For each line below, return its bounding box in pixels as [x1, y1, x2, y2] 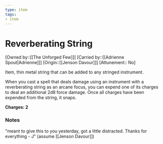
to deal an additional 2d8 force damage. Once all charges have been [5, 89, 145, 95]
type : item [5, 7, 28, 12]
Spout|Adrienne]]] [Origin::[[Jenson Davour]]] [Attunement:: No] [5, 60, 136, 66]
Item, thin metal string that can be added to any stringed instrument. [5, 69, 144, 75]
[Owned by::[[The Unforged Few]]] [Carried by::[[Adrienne [5, 54, 124, 60]
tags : [5, 12, 16, 17]
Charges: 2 [5, 104, 29, 110]
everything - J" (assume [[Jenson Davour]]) [5, 133, 95, 139]
